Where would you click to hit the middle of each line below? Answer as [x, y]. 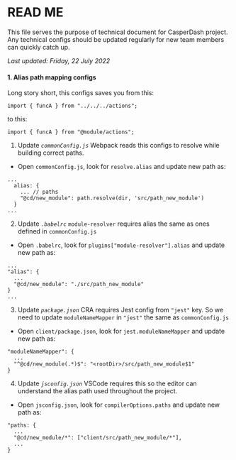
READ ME [35, 12]
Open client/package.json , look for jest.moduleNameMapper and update [121, 332]
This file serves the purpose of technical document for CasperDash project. [118, 32]
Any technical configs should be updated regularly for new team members [116, 39]
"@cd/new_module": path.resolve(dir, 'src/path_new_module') [112, 198]
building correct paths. [51, 153]
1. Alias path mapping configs [52, 77]
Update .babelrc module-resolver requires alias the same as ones [114, 224]
